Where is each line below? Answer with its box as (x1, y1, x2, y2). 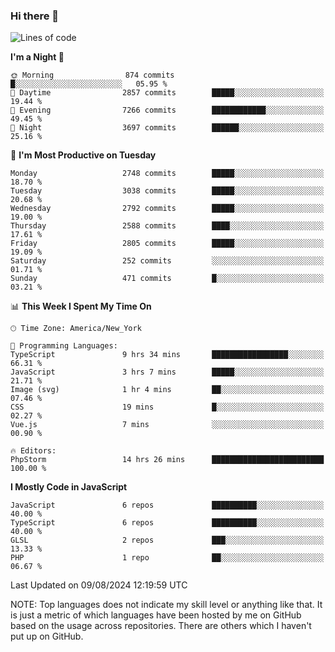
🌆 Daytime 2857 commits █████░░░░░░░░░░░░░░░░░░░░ (10, 88, 325, 98)
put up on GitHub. (10, 630, 84, 643)
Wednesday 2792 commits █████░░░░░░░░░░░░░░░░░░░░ (10, 204, 325, 214)
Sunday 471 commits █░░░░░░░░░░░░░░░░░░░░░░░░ (10, 274, 325, 284)
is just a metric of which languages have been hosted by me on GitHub (10, 609, 302, 621)
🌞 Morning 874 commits (10, 70, 175, 81)
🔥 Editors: (10, 446, 57, 456)
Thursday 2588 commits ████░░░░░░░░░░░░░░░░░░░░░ (10, 221, 325, 231)
